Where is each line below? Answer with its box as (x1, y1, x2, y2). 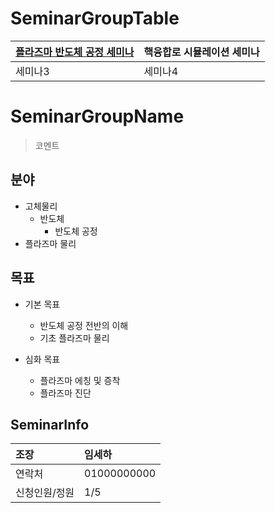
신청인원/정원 (15, 486, 75, 500)
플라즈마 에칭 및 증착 (39, 374, 121, 386)
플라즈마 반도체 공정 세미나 (15, 45, 135, 59)
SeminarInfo (10, 416, 90, 433)
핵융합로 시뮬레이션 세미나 (143, 45, 260, 59)
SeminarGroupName (10, 105, 185, 128)
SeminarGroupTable (10, 7, 180, 30)
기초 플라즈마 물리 (39, 332, 110, 344)
